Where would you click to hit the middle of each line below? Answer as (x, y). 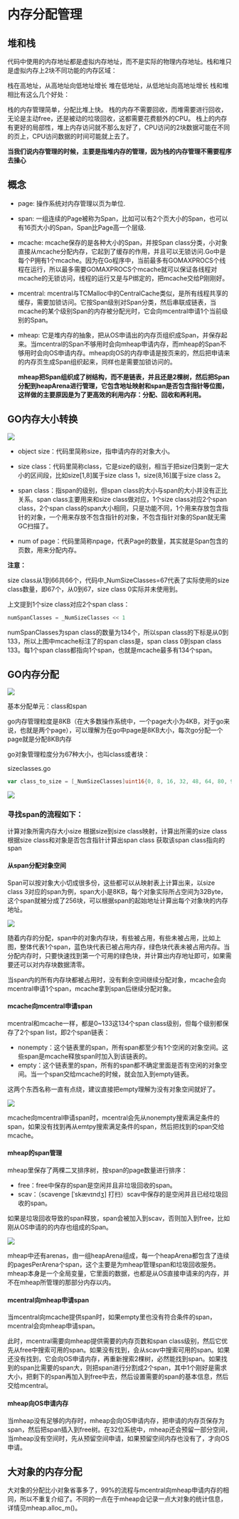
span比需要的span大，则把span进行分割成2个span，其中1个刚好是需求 (123, 1368)
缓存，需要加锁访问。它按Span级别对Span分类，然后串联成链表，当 (117, 302)
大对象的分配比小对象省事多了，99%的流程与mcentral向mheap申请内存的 (115, 1490)
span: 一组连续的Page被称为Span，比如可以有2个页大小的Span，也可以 (123, 219)
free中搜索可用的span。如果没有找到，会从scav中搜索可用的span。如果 (125, 1350)
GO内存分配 (33, 674)
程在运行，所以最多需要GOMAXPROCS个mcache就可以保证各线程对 (117, 269)
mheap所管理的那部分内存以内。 (67, 1283)
